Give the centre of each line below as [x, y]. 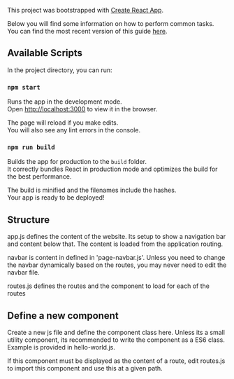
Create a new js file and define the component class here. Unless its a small [116, 333]
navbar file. [23, 273]
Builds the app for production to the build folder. [77, 162]
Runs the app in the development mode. [65, 102]
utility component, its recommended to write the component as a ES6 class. [116, 340]
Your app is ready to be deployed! [56, 198]
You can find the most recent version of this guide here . [87, 31]
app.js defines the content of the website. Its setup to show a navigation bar [117, 237]
